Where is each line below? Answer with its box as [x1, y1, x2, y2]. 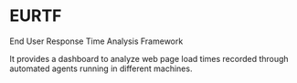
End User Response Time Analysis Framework [9, 36, 184, 47]
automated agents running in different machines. [9, 63, 193, 74]
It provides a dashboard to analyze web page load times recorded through [9, 53, 290, 64]
